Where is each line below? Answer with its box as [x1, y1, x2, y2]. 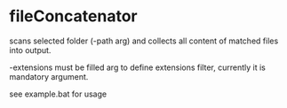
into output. [9, 44, 52, 55]
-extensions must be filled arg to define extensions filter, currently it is [9, 62, 267, 73]
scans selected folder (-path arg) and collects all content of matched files [9, 35, 279, 46]
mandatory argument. [9, 71, 89, 81]
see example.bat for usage [9, 89, 108, 99]
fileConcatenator [9, 6, 138, 27]
